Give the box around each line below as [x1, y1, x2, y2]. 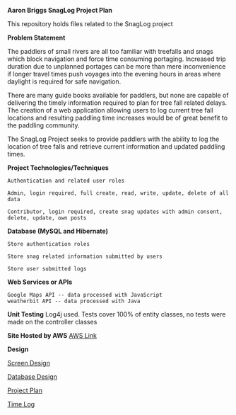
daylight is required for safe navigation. [7, 77, 122, 86]
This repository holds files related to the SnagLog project [7, 20, 173, 28]
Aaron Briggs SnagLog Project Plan [7, 6, 113, 14]
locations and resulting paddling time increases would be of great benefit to [7, 113, 228, 122]
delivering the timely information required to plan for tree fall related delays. [7, 98, 228, 107]
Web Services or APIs [7, 278, 73, 286]
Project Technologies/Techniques [7, 164, 110, 172]
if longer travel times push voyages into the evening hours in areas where [7, 70, 221, 78]
